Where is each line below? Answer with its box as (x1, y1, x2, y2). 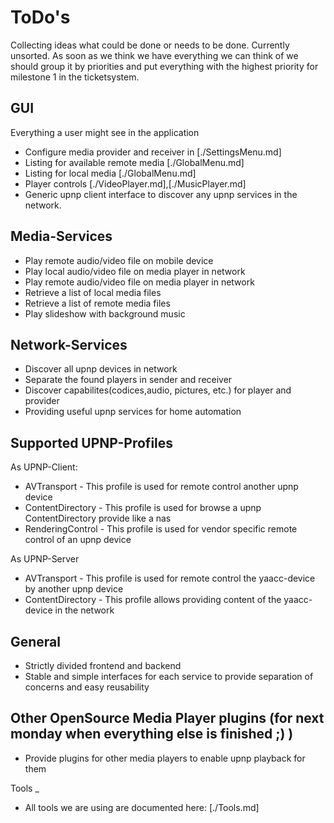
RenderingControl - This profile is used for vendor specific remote (24, 523, 298, 535)
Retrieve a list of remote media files (24, 297, 171, 309)
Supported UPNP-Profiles (10, 434, 174, 451)
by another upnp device (24, 583, 124, 595)
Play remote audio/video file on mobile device (24, 254, 214, 266)
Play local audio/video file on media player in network (24, 265, 246, 277)
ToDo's (10, 6, 71, 29)
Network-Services (10, 336, 128, 353)
